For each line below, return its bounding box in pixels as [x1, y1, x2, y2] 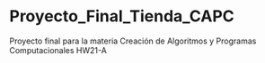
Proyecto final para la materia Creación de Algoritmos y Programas [9, 35, 257, 46]
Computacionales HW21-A [9, 44, 108, 55]
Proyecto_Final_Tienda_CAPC [9, 6, 235, 27]
